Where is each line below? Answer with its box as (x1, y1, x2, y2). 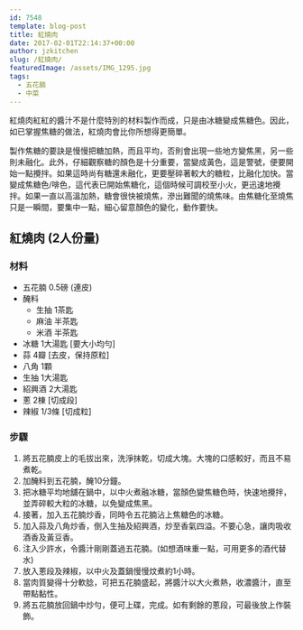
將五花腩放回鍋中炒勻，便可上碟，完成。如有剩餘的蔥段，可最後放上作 (22, 599, 284, 610)
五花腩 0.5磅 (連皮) (22, 282, 93, 293)
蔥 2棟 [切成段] (22, 394, 78, 406)
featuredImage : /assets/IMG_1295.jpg (9, 64, 151, 73)
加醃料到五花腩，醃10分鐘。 (22, 476, 126, 486)
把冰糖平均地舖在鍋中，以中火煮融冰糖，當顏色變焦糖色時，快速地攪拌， (22, 486, 291, 497)
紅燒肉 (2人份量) (9, 230, 101, 246)
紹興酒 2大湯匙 (22, 384, 78, 394)
